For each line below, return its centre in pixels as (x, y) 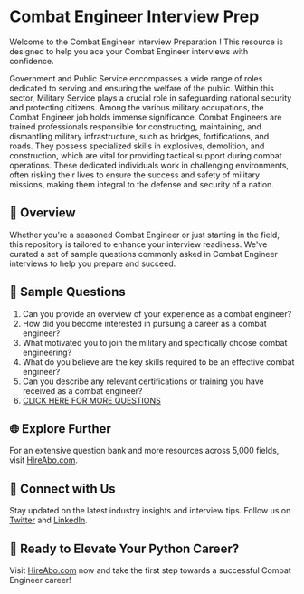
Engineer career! (41, 580)
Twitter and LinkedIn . (48, 520)
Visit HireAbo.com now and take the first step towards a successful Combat (150, 570)
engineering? (47, 352)
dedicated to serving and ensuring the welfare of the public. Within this (142, 88)
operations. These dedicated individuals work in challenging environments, (149, 165)
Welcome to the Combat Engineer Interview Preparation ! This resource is (146, 42)
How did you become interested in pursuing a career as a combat (144, 323)
